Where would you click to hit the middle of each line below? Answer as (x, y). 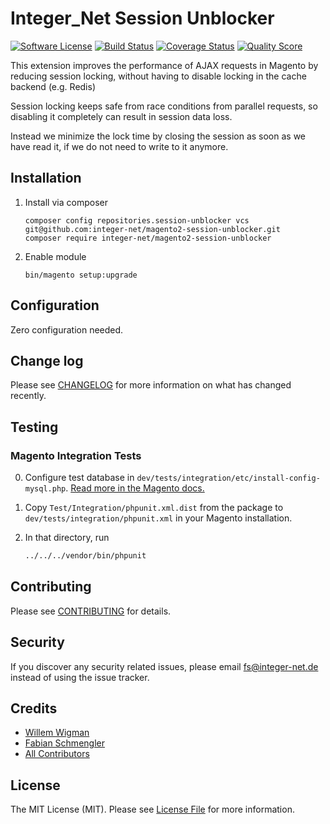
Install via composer (66, 202)
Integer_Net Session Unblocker (142, 18)
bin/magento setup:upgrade (81, 275)
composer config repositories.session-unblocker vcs (137, 220)
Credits (34, 708)
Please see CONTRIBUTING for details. (91, 611)
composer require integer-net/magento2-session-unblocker (148, 238)
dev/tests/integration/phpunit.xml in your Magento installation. (158, 518)
